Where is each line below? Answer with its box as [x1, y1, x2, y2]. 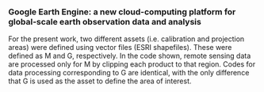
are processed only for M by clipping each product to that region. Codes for [8, 59, 256, 69]
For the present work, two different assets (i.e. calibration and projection [8, 34, 245, 44]
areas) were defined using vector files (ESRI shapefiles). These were [8, 43, 232, 52]
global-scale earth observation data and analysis [8, 16, 202, 27]
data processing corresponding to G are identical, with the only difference [8, 68, 250, 78]
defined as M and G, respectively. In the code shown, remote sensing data [8, 51, 251, 61]
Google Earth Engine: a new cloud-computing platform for [8, 6, 236, 17]
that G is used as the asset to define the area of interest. [8, 76, 192, 86]
